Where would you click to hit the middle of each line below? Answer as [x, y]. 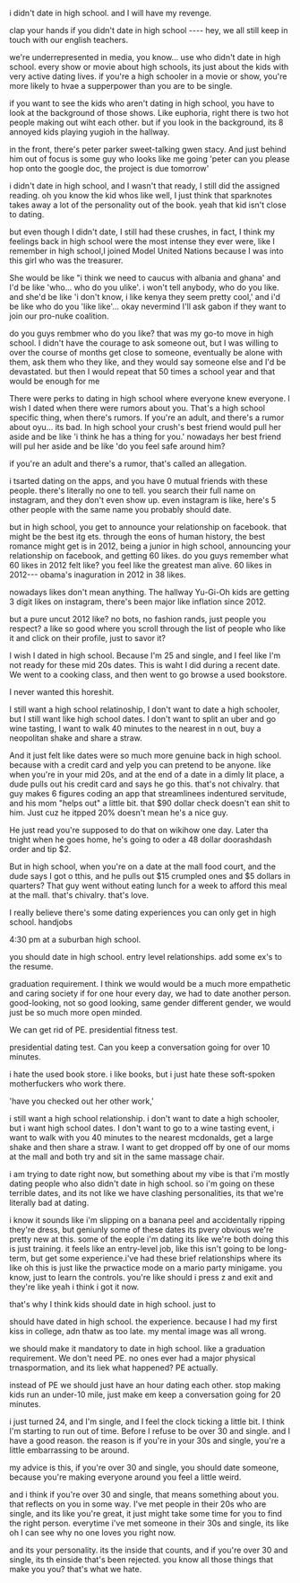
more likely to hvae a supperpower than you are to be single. [121, 86]
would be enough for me [55, 381]
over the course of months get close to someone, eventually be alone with [146, 352]
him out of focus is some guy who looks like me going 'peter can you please [150, 159]
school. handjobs [41, 922]
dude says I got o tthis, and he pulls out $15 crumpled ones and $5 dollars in [150, 876]
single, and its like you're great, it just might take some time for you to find [146, 1513]
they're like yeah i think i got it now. [74, 1287]
